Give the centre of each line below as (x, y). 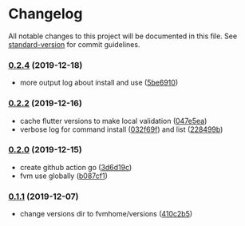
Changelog (45, 14)
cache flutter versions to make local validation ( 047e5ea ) (113, 121)
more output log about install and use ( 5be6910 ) (99, 83)
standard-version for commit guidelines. (74, 44)
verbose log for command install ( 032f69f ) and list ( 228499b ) (121, 129)
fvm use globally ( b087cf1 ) (63, 176)
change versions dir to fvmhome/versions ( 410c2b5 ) (106, 214)
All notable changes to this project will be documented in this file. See (123, 36)
